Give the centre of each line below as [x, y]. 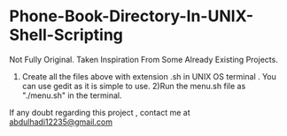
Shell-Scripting [66, 35]
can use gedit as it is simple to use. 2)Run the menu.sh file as [134, 86]
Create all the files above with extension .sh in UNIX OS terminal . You [149, 76]
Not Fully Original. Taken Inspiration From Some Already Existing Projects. [144, 59]
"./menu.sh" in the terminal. [72, 95]
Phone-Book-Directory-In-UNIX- [132, 16]
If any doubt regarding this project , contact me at [100, 112]
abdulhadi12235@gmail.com [61, 122]
